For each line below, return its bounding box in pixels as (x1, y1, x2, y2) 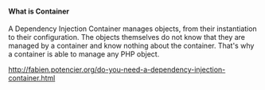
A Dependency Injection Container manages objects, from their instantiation (8, 24, 257, 33)
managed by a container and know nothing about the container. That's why (8, 41, 255, 51)
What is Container (8, 6, 70, 16)
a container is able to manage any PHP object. (8, 49, 160, 59)
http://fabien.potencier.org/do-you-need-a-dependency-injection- (8, 65, 226, 75)
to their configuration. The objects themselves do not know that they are (8, 33, 245, 42)
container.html (8, 73, 56, 83)
